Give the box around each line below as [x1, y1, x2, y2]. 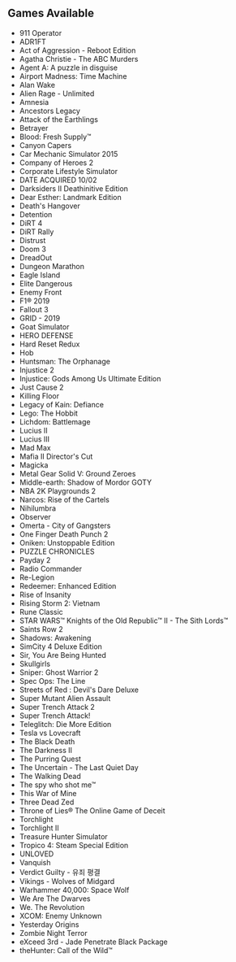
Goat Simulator [19, 321, 70, 332]
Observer [19, 511, 52, 521]
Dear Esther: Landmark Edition [19, 192, 122, 202]
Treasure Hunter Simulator [19, 831, 109, 841]
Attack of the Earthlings [19, 114, 99, 124]
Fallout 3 [19, 304, 49, 314]
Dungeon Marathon [19, 261, 84, 271]
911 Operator [19, 28, 62, 37]
